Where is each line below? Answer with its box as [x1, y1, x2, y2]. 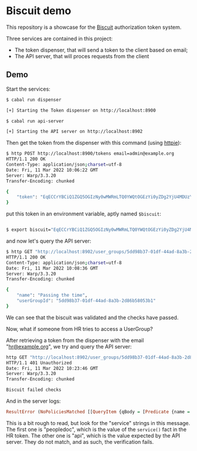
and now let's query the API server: [6, 237, 91, 244]
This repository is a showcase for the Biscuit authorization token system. [6, 24, 182, 31]
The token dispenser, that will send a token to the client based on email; [14, 46, 188, 54]
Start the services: [6, 85, 51, 92]
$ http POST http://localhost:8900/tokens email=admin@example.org [6, 151, 175, 157]
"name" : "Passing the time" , [16, 293, 88, 299]
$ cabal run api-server [6, 118, 64, 124]
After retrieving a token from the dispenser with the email [6, 337, 144, 344]
